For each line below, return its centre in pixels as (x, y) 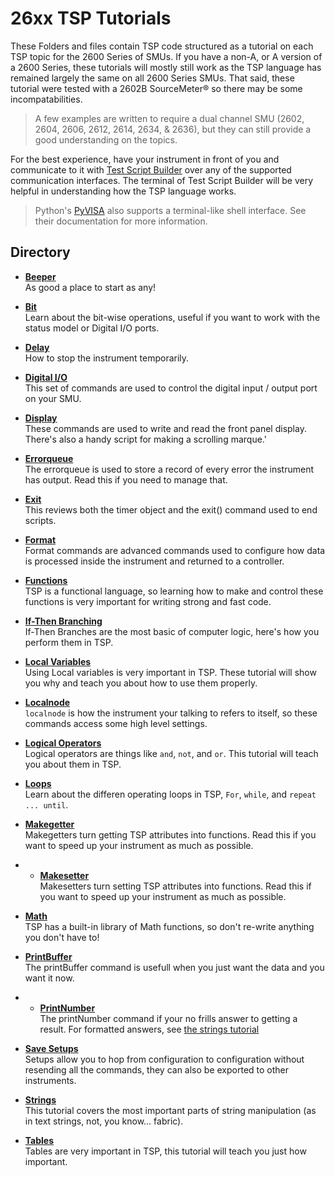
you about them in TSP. (73, 764)
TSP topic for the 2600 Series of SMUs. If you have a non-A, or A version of (166, 56)
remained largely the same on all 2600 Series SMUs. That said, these (152, 78)
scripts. (40, 520)
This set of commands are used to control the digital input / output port (171, 388)
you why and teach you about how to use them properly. (141, 683)
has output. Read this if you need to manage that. (126, 479)
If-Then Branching (63, 621)
